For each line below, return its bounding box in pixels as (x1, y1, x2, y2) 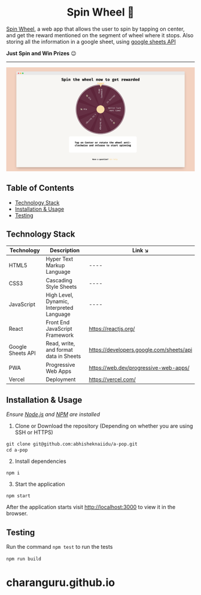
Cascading (45, 276, 73, 284)
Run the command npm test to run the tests (6, 543, 113, 551)
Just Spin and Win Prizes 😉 (6, 49, 77, 56)
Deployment (45, 375, 76, 383)
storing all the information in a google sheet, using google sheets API (6, 38, 176, 45)
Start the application (14, 480, 65, 488)
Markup (45, 262, 65, 269)
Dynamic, (45, 297, 69, 305)
